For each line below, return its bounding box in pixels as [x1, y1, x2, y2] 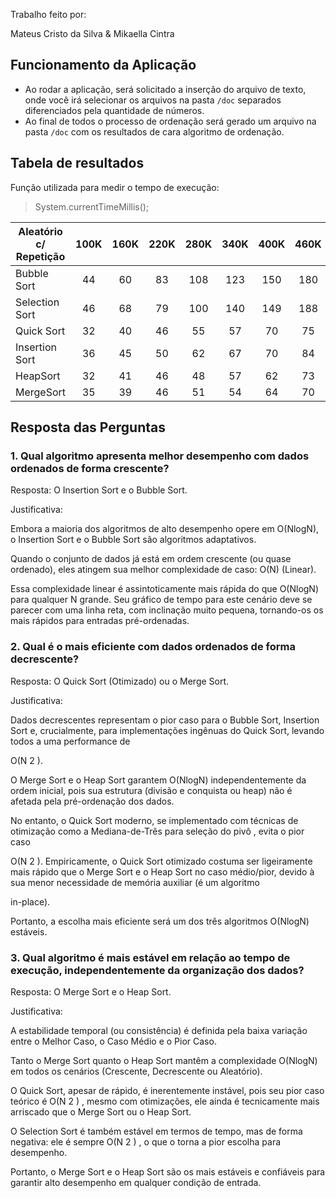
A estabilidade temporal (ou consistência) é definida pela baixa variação [10, 1024, 308, 1036]
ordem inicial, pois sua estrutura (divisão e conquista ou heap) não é [10, 784, 293, 796]
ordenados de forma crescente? [10, 461, 170, 475]
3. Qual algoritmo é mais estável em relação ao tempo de [10, 950, 291, 964]
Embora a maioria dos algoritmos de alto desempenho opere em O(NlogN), [10, 523, 320, 535]
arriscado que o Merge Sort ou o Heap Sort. [10, 1105, 192, 1118]
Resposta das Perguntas [10, 419, 166, 436]
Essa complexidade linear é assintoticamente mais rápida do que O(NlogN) [10, 583, 320, 595]
